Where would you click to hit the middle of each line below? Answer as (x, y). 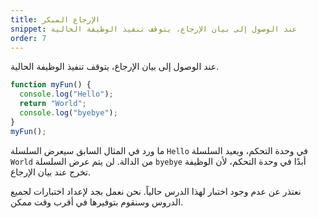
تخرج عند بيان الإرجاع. (51, 172)
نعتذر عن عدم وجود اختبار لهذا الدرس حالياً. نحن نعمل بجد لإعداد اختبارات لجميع (156, 191)
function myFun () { (51, 85)
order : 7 (28, 38)
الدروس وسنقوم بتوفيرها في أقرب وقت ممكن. (97, 202)
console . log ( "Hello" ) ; (66, 94)
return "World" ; (53, 104)
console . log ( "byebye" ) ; (68, 113)
